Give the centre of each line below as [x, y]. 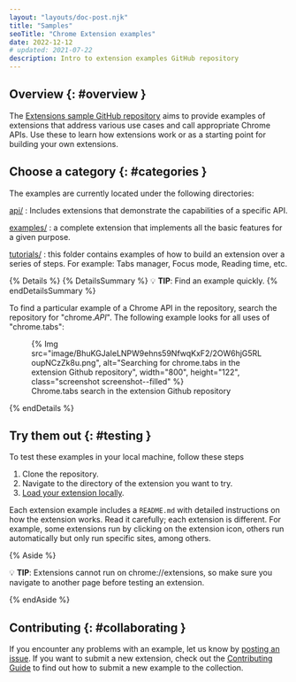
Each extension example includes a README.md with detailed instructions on [144, 510]
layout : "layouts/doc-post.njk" [68, 17]
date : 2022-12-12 [41, 42]
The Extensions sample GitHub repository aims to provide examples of [137, 115]
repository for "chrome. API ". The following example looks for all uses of [140, 317]
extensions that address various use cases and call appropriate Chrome [140, 125]
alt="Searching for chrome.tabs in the [172, 362]
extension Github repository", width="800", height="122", [136, 372]
